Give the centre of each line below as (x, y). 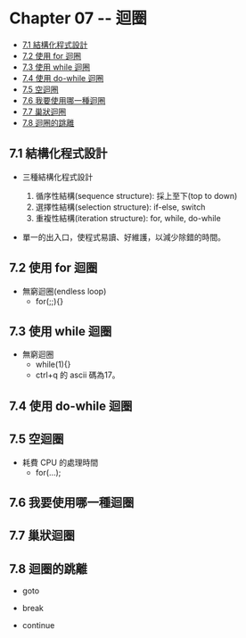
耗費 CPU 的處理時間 (60, 462)
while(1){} (53, 365)
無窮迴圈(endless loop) (64, 291)
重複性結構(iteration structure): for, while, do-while (128, 218)
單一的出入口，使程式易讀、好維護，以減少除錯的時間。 (123, 236)
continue (38, 626)
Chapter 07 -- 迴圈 (78, 18)
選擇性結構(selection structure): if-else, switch (120, 207)
